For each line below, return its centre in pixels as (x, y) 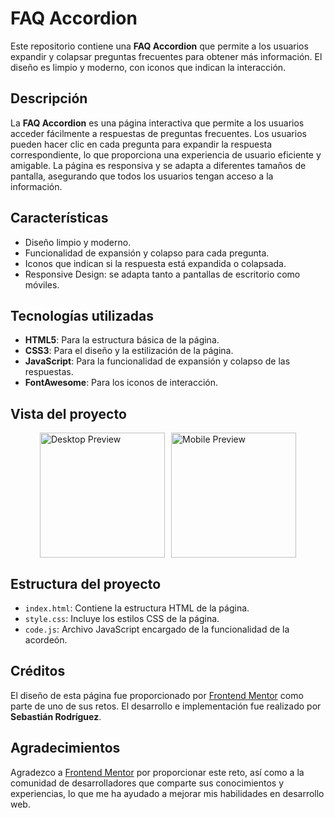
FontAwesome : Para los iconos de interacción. (121, 383)
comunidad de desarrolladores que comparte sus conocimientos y (147, 783)
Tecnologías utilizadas (82, 315)
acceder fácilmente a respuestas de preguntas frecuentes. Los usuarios (158, 133)
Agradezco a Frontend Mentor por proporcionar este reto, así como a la (157, 772)
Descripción (49, 98)
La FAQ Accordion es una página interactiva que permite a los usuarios (157, 123)
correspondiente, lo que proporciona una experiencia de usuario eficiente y (166, 154)
